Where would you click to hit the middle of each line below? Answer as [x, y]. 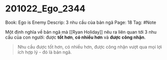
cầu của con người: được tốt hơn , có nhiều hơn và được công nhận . [75, 37]
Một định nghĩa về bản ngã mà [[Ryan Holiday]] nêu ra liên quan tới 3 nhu [81, 32]
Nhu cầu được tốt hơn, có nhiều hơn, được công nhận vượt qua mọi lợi [90, 47]
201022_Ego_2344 [45, 9]
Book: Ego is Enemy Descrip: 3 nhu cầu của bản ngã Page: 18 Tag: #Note [81, 22]
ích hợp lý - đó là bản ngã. [44, 52]
